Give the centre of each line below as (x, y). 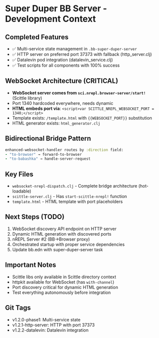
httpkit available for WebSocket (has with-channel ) (63, 282)
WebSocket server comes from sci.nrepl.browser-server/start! (79, 93)
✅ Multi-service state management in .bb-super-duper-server (74, 49)
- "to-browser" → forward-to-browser (44, 154)
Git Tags (18, 308)
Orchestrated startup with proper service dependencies (68, 244)
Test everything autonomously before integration (61, 292)
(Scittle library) (27, 98)
